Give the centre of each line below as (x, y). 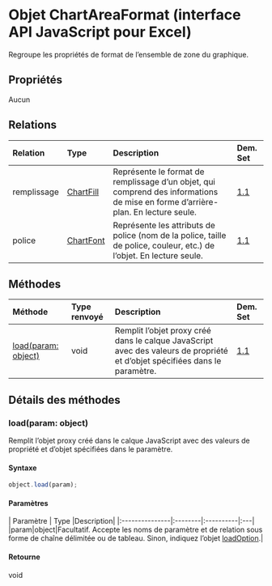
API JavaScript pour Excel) (100, 32)
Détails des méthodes (65, 399)
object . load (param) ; (43, 485)
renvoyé (87, 317)
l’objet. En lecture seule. (158, 255)
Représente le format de (159, 172)
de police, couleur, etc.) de (164, 245)
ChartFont (86, 240)
